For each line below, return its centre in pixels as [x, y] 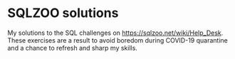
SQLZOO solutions [63, 13]
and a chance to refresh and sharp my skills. [72, 48]
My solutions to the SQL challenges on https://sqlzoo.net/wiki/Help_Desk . [115, 33]
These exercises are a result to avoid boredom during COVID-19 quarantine [117, 40]
